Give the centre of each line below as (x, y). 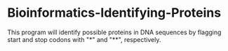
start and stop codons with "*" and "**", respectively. (84, 39)
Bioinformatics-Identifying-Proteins (114, 13)
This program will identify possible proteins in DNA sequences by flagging (114, 32)
